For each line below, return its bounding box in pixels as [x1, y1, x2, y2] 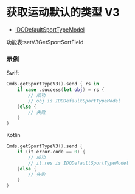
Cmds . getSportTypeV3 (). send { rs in [6, 81, 99, 87]
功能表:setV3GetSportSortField [6, 38, 84, 45]
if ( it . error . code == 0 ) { [17, 149, 86, 155]
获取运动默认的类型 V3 [6, 5, 120, 19]
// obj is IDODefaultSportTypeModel [28, 98, 121, 104]
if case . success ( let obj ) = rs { [17, 87, 105, 93]
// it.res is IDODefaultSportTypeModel [28, 160, 130, 166]
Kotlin [6, 132, 21, 139]
